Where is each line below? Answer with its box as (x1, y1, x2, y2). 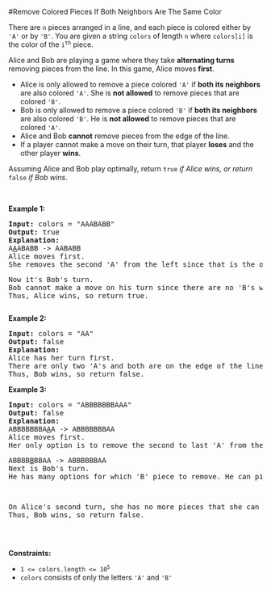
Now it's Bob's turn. (8, 275, 94, 284)
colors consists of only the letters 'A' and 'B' (19, 573, 173, 582)
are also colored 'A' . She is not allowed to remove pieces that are (19, 88, 240, 98)
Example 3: (8, 385, 47, 394)
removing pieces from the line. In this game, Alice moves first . (8, 64, 215, 74)
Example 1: (8, 204, 46, 213)
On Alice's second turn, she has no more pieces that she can (8, 503, 260, 512)
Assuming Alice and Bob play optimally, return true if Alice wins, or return (8, 164, 253, 173)
